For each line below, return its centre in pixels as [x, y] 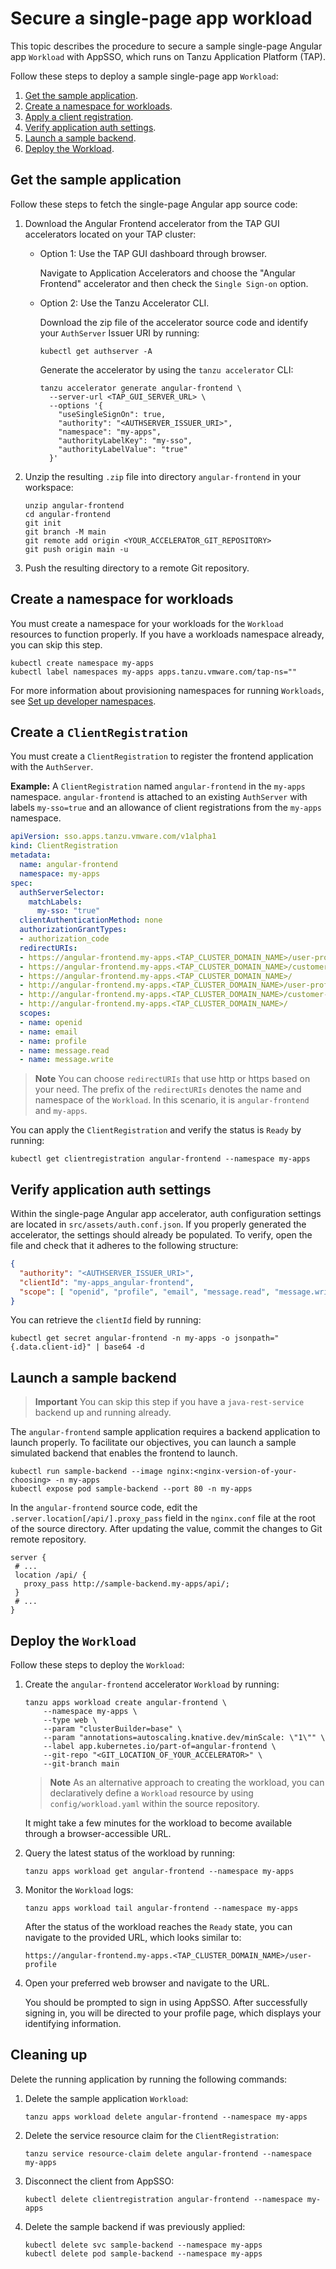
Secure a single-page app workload [161, 18]
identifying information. [73, 2024]
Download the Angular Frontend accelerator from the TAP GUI [152, 223]
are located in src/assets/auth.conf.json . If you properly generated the [158, 1224]
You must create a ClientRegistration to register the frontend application [162, 756]
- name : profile [53, 1041]
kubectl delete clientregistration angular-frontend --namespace [163, 2199]
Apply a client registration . [79, 116]
